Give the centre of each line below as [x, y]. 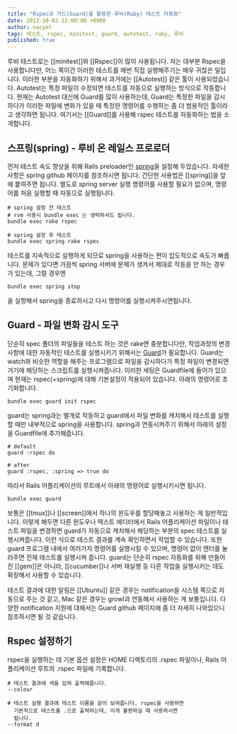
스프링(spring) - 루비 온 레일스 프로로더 [89, 148]
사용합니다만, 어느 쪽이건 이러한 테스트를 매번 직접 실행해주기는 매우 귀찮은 [110, 70]
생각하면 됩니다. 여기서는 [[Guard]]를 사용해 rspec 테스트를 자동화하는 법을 [118, 115]
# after [19, 465]
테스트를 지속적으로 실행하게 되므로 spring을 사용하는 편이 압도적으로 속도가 [112, 255]
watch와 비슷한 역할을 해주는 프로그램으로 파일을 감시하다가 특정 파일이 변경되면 [118, 361]
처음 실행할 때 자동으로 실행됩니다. [68, 193]
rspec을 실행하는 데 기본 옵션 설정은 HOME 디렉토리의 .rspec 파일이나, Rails [113, 660]
